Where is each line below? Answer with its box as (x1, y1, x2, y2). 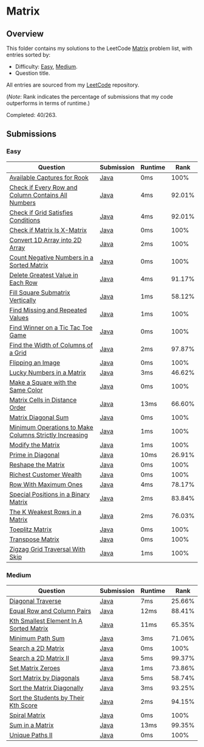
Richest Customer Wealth (9, 470, 82, 479)
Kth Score (9, 701, 38, 709)
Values (9, 313, 29, 322)
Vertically (9, 296, 36, 304)
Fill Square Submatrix (9, 288, 70, 297)
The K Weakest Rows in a (9, 508, 82, 516)
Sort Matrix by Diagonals (9, 673, 80, 682)
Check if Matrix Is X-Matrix (9, 225, 87, 234)
